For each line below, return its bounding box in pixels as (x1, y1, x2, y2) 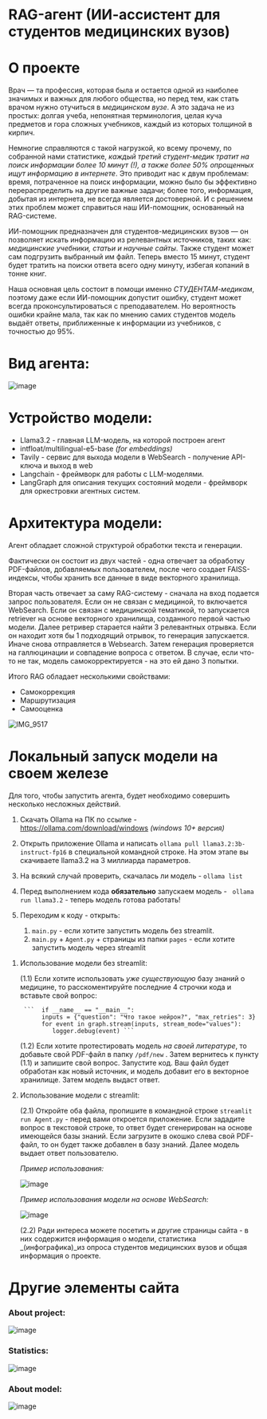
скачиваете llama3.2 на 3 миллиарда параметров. (19, 855, 191, 865)
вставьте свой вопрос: (19, 991, 97, 1000)
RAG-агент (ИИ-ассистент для (8, 6, 221, 24)
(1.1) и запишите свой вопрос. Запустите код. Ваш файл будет (19, 1058, 230, 1067)
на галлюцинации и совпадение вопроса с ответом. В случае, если (8, 648, 238, 657)
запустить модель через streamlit (31, 943, 146, 952)
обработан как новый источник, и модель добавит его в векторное (19, 1066, 249, 1076)
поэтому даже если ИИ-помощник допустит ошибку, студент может (8, 293, 241, 302)
